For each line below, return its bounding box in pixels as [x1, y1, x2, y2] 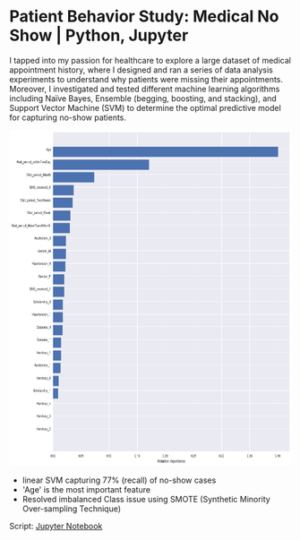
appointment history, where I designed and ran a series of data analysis [9, 64, 273, 75]
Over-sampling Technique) [21, 503, 122, 514]
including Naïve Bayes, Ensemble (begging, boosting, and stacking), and [9, 92, 278, 104]
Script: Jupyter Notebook [9, 520, 103, 531]
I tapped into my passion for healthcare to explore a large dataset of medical [9, 55, 291, 65]
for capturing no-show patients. [9, 112, 127, 123]
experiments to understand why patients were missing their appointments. [9, 73, 284, 84]
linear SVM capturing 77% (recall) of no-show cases [21, 475, 217, 485]
